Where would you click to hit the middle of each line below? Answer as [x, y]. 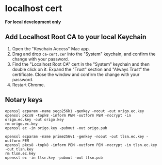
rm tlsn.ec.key [20, 153]
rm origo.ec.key [21, 124]
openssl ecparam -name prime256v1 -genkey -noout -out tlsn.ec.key [75, 136]
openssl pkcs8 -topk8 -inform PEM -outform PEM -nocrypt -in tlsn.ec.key [81, 145]
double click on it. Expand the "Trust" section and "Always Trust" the [81, 69]
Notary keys [24, 100]
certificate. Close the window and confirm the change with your [76, 74]
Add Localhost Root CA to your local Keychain [76, 37]
